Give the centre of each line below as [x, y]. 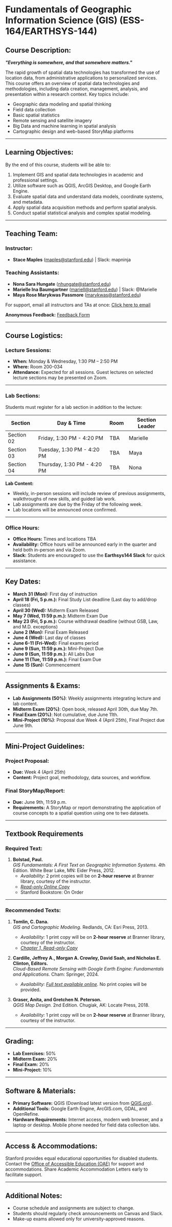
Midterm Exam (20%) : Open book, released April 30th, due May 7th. [85, 709]
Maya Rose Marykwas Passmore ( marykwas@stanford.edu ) [77, 295]
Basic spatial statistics [36, 115]
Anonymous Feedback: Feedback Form [48, 314]
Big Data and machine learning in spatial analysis [64, 126]
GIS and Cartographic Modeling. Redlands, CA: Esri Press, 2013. [80, 927]
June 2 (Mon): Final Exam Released [50, 632]
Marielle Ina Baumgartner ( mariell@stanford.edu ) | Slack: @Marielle [85, 289]
